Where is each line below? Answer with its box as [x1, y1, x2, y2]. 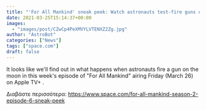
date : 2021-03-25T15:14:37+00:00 [6, 15, 92, 21]
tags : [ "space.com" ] [6, 43, 59, 50]
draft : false [6, 49, 40, 55]
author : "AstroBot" [6, 32, 56, 38]
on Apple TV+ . [6, 78, 45, 86]
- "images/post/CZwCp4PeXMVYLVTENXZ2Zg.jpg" [12, 26, 128, 32]
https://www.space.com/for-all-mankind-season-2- [67, 90, 199, 98]
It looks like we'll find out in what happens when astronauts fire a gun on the [6, 65, 199, 73]
